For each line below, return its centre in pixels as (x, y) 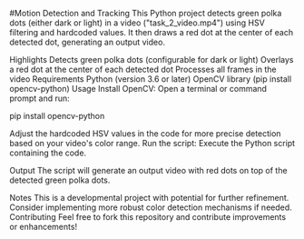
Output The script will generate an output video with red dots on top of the (148, 170)
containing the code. (48, 153)
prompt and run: (39, 98)
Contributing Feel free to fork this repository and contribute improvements (148, 217)
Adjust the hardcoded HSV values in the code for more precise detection (145, 134)
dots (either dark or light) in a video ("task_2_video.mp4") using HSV (137, 23)
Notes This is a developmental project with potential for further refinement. (149, 198)
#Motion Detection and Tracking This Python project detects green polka (146, 13)
